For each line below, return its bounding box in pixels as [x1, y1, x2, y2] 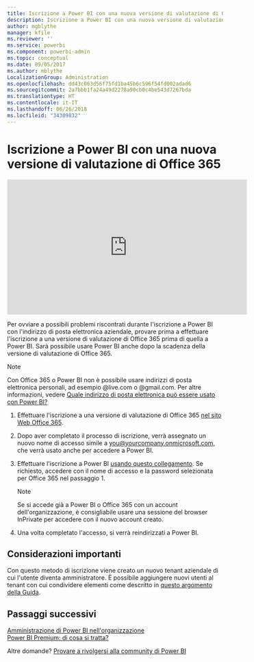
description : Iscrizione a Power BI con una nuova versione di [7, 16, 192, 23]
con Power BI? [7, 397, 48, 405]
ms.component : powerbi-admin [7, 49, 90, 56]
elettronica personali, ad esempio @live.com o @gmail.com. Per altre [7, 383, 202, 391]
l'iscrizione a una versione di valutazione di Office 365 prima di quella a [7, 334, 209, 343]
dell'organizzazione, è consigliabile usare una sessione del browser [16, 508, 207, 516]
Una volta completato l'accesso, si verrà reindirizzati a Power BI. [16, 528, 199, 536]
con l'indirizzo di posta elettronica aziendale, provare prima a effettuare [7, 327, 209, 335]
